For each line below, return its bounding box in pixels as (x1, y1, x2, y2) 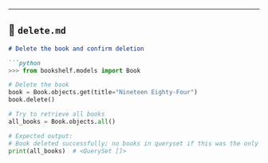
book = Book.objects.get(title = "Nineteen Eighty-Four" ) (8, 89, 198, 97)
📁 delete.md (8, 23, 66, 37)
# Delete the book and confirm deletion (8, 45, 145, 53)
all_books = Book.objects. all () (8, 117, 116, 125)
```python (8, 59, 41, 67)
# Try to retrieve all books (8, 110, 105, 118)
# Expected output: (8, 132, 73, 140)
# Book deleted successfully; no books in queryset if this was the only (8, 139, 259, 148)
